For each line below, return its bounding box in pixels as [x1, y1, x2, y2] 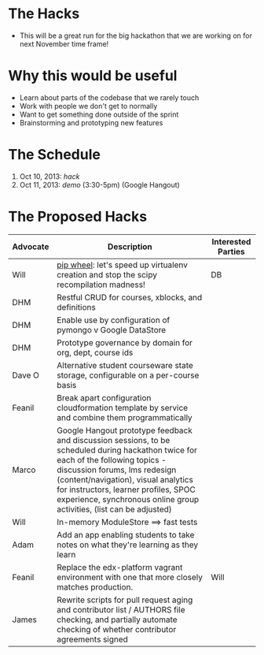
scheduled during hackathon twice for [57, 445, 198, 456]
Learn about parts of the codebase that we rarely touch [19, 92, 200, 102]
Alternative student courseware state [57, 359, 194, 370]
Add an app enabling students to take [57, 529, 195, 540]
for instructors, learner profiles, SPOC [57, 484, 196, 495]
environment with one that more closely [57, 571, 203, 582]
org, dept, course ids [57, 347, 134, 358]
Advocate [12, 241, 49, 252]
